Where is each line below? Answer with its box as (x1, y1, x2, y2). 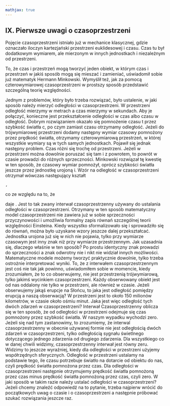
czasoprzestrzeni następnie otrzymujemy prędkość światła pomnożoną (5, 368, 154, 375)
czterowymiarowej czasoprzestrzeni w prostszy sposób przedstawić (5, 82, 149, 88)
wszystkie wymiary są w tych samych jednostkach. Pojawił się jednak (5, 140, 151, 146)
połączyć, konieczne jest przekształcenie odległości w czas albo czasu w (5, 113, 159, 119)
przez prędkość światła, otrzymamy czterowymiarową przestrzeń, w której (5, 135, 161, 141)
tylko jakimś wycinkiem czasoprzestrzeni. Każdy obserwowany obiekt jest (5, 277, 160, 283)
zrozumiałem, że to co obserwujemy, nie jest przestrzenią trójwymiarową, (5, 271, 159, 277)
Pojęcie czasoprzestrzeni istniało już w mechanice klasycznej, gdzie (5, 40, 148, 46)
